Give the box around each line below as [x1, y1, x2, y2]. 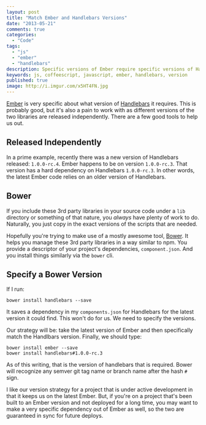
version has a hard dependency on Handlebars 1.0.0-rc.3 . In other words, [6, 166, 195, 174]
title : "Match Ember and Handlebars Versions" [6, 15, 128, 21]
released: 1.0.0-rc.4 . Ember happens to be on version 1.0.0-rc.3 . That [6, 160, 188, 167]
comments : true [6, 26, 45, 33]
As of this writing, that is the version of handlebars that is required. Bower [6, 361, 193, 369]
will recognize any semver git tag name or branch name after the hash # [6, 367, 188, 375]
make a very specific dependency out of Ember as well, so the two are [6, 405, 185, 413]
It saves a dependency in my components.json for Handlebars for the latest [6, 308, 194, 316]
